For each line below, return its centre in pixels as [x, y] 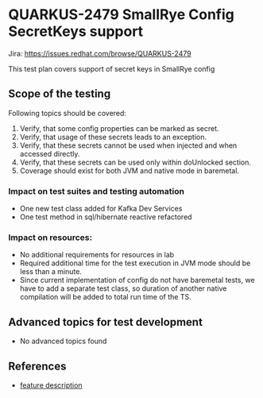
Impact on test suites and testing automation [97, 191]
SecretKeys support [76, 31]
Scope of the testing [60, 94]
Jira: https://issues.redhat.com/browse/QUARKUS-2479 [100, 53]
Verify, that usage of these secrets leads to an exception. [113, 137]
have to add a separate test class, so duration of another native [123, 288]
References [37, 366]
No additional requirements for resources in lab [97, 255]
